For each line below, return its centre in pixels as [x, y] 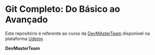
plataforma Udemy [24, 39]
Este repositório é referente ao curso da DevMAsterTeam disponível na [77, 33]
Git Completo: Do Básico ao [63, 9]
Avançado [27, 20]
